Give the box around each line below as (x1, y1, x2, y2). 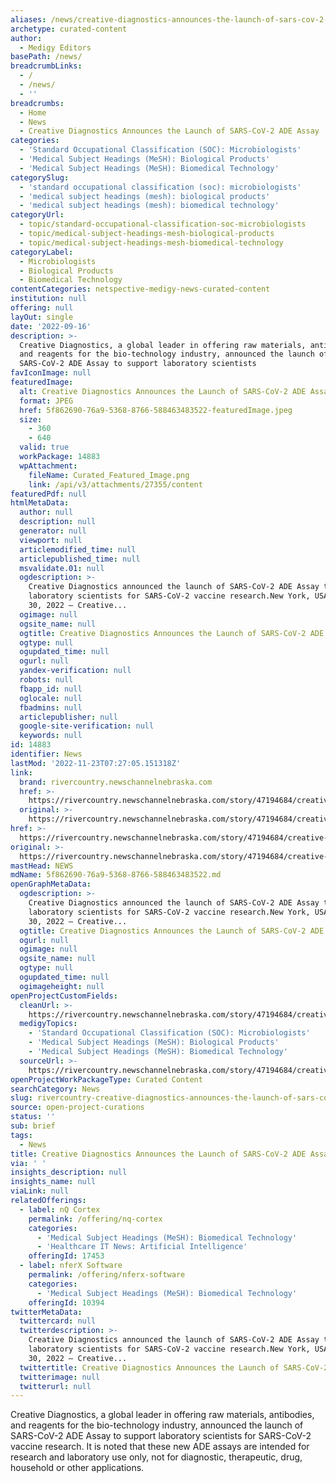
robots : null (19, 675, 74, 685)
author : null (19, 507, 74, 518)
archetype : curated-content (10, 24, 128, 34)
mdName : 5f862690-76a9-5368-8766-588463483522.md (10, 870, 222, 880)
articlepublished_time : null (19, 554, 141, 564)
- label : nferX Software (19, 1261, 123, 1271)
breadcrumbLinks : (10, 61, 83, 71)
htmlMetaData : (10, 498, 70, 508)
